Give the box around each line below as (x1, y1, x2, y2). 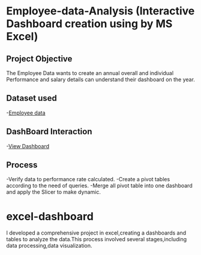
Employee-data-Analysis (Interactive (6, 4, 195, 18)
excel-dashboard (6, 209, 94, 223)
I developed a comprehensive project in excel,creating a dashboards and (6, 229, 187, 236)
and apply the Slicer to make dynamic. (6, 188, 101, 196)
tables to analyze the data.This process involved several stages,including (6, 236, 187, 243)
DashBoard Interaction (6, 127, 92, 137)
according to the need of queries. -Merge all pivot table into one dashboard (6, 182, 193, 190)
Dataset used (6, 93, 57, 103)
